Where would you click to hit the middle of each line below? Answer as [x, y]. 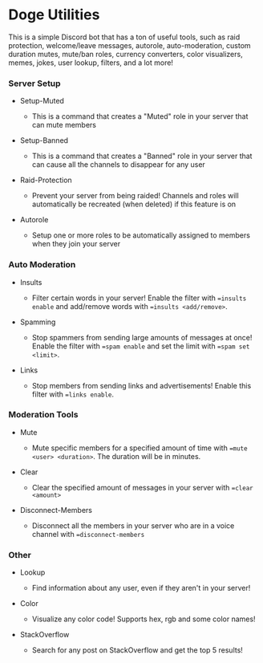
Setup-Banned [44, 140]
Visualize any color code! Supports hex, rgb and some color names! [144, 619]
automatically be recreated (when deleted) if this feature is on [134, 204]
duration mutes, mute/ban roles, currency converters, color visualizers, [125, 54]
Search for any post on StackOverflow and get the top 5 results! [137, 650]
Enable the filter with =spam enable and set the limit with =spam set [141, 346]
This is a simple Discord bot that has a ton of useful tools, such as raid [124, 37]
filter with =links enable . [73, 394]
